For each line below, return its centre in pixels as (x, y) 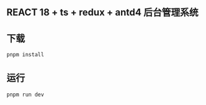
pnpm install (25, 55)
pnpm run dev (25, 95)
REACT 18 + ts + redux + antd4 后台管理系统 (103, 13)
